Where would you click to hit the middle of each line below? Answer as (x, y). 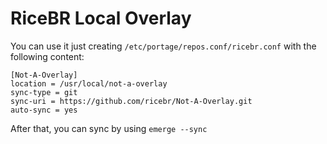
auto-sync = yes (44, 110)
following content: (47, 56)
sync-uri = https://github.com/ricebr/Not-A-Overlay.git (131, 101)
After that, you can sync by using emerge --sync (109, 128)
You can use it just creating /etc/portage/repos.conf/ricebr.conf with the (163, 46)
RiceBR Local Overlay (101, 18)
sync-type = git (44, 92)
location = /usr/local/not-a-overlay (89, 83)
